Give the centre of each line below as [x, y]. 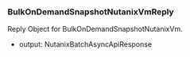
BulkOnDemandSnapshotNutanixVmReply [91, 12]
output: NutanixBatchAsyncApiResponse [85, 44]
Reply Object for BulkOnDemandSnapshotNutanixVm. [95, 29]
